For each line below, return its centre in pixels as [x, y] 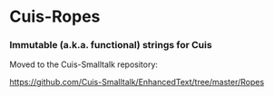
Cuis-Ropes [55, 17]
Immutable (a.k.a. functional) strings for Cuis [111, 45]
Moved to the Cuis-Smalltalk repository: [84, 64]
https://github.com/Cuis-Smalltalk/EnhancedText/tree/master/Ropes [137, 82]
